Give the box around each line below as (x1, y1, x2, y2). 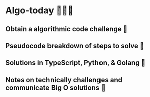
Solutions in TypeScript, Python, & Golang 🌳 (5, 59, 146, 67)
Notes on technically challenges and (5, 75, 123, 84)
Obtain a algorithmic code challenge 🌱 (5, 25, 128, 33)
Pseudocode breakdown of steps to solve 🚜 (5, 41, 144, 50)
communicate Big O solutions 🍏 (5, 83, 106, 92)
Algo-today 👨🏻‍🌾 (5, 5, 74, 16)
